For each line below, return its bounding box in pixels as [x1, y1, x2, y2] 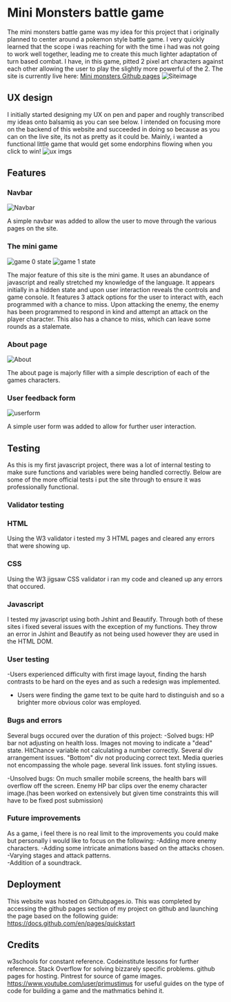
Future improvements [7, 813, 81, 823]
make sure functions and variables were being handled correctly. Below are [7, 468, 222, 477]
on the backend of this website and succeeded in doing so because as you [7, 125, 221, 133]
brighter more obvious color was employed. [17, 698, 141, 707]
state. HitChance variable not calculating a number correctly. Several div [7, 746, 213, 754]
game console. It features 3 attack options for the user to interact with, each [7, 293, 223, 301]
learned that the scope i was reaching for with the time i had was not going [7, 42, 220, 51]
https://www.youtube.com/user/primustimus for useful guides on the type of [7, 979, 225, 987]
